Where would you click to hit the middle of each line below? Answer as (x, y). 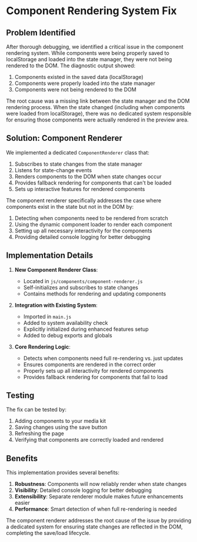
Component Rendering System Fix (92, 11)
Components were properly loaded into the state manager (85, 83)
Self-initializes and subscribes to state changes (81, 287)
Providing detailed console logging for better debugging (83, 236)
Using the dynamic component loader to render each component (93, 224)
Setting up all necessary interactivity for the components (83, 231)
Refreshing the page (39, 433)
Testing (20, 395)
